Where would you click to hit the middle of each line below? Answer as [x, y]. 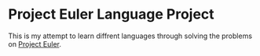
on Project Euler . [35, 44]
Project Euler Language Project [111, 14]
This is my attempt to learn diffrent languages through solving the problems [130, 36]
